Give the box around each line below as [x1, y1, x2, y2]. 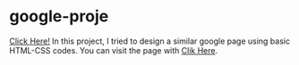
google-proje [9, 6, 109, 27]
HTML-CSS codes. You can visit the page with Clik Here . [9, 45, 218, 55]
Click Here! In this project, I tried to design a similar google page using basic [9, 36, 291, 46]
